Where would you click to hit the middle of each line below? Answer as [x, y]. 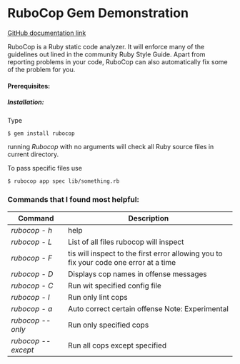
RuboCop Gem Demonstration [98, 13]
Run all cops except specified [117, 345]
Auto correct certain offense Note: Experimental [148, 308]
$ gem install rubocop [41, 133]
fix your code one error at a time [122, 262]
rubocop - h [31, 230]
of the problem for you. [41, 69]
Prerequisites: [29, 86]
